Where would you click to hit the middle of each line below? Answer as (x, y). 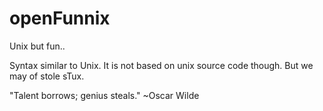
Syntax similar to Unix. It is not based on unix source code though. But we (161, 65)
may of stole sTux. (47, 76)
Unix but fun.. (37, 46)
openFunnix (60, 18)
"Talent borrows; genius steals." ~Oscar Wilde (104, 95)
